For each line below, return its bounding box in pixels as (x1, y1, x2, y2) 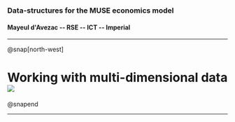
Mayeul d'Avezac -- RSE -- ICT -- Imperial (7, 23, 131, 32)
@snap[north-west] (7, 45, 64, 54)
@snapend (7, 100, 38, 109)
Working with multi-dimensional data (7, 69, 228, 86)
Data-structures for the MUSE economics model (7, 6, 174, 15)
